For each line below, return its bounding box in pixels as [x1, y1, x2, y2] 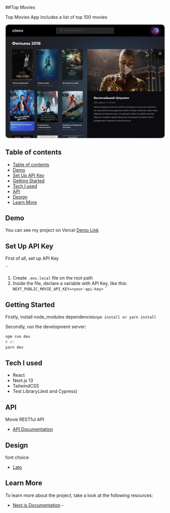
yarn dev [5, 344, 24, 350]
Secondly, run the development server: [5, 324, 87, 330]
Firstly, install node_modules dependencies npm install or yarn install [5, 314, 157, 320]
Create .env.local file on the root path [12, 275, 93, 281]
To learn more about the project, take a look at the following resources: [5, 492, 153, 498]
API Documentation [12, 426, 53, 432]
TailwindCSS [12, 383, 39, 389]
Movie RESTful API [5, 416, 45, 422]
